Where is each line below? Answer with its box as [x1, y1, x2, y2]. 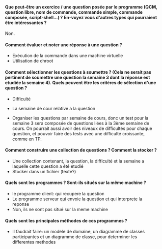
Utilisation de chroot [12, 58, 54, 64]
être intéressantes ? [5, 20, 47, 26]
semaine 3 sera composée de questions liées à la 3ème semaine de [12, 120, 150, 126]
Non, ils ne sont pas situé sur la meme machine [12, 207, 108, 213]
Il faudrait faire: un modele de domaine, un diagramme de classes [12, 229, 145, 235]
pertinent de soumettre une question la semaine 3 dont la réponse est [5, 74, 150, 80]
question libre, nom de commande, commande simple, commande [5, 9, 143, 15]
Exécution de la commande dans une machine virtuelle [12, 53, 123, 59]
